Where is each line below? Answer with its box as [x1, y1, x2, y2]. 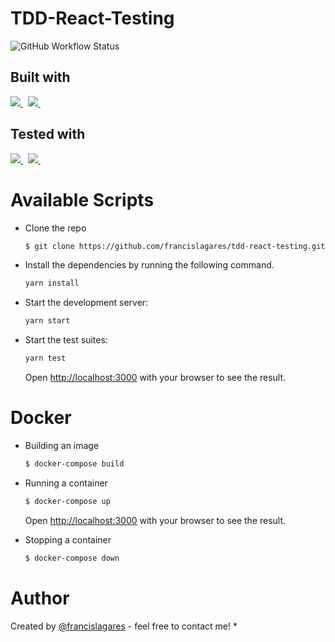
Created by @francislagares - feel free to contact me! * [10, 620, 238, 632]
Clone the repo [24, 222, 87, 234]
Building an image [24, 439, 100, 451]
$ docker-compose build [24, 458, 125, 469]
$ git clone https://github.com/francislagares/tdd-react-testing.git [24, 241, 326, 251]
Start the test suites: [24, 334, 108, 346]
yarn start [24, 316, 71, 326]
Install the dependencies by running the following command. [24, 259, 275, 271]
